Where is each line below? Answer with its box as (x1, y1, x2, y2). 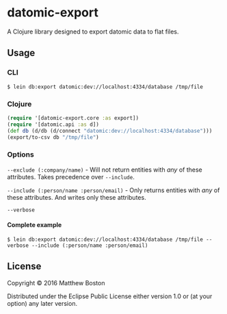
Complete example (7, 221, 62, 229)
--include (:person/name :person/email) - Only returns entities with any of (7, 186, 220, 194)
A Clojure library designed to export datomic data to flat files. (7, 27, 179, 36)
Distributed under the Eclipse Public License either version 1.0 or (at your (7, 292, 213, 300)
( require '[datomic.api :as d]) (7, 121, 99, 128)
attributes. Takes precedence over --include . (7, 172, 135, 181)
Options (7, 150, 34, 159)
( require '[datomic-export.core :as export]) (7, 114, 139, 121)
